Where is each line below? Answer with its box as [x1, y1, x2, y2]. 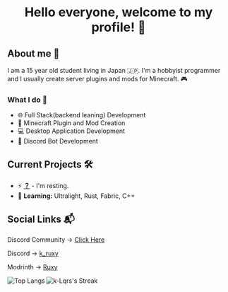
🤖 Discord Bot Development [17, 137, 99, 146]
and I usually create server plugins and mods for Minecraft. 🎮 [7, 75, 188, 83]
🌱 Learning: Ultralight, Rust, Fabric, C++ [17, 192, 136, 200]
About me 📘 [7, 47, 60, 59]
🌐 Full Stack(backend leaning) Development [17, 111, 146, 119]
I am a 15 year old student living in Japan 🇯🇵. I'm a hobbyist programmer [7, 66, 221, 74]
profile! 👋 [91, 19, 146, 35]
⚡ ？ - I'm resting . [17, 182, 69, 190]
